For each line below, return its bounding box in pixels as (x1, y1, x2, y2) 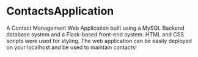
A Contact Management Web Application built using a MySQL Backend (6, 24, 185, 32)
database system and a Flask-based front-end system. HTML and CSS (6, 30, 185, 38)
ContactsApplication (6, 4, 114, 18)
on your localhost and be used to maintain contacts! (6, 44, 137, 51)
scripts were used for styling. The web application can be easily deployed (6, 37, 193, 44)
